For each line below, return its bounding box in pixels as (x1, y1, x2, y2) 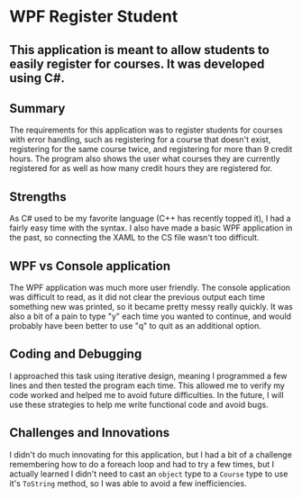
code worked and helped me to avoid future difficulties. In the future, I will (9, 389, 284, 400)
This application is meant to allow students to (9, 42, 270, 58)
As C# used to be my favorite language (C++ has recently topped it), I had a (9, 213, 291, 224)
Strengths (9, 189, 67, 204)
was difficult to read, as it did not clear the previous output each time (9, 292, 266, 303)
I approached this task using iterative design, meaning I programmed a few (9, 370, 288, 381)
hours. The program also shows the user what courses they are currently (9, 153, 281, 164)
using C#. (9, 70, 66, 86)
